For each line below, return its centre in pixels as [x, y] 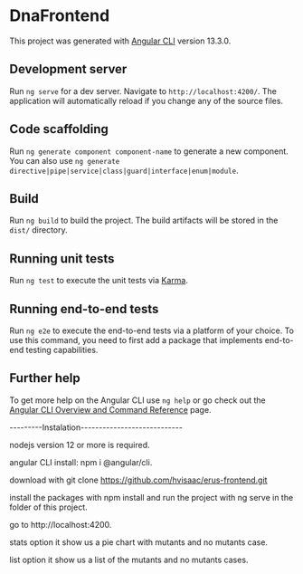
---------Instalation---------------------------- [96, 427]
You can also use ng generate [65, 160]
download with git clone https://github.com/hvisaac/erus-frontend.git [138, 480]
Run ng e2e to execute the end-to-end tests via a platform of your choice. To [152, 330]
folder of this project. [48, 507]
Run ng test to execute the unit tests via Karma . [99, 281]
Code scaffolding [59, 129]
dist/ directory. [38, 230]
